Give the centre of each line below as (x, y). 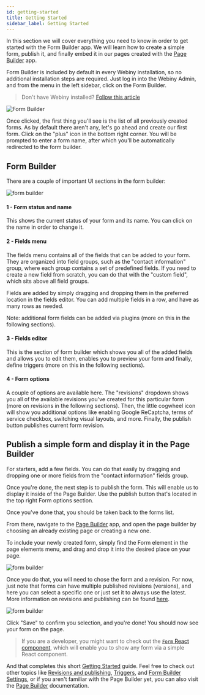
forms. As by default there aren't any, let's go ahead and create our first (97, 128)
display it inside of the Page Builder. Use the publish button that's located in (102, 494)
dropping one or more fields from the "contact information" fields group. (97, 475)
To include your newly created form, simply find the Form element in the (97, 542)
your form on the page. (35, 629)
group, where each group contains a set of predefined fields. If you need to (101, 268)
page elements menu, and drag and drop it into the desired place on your (99, 549)
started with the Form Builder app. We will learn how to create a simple (95, 47)
